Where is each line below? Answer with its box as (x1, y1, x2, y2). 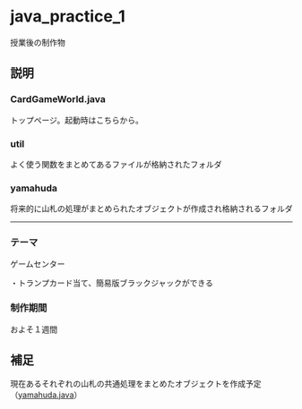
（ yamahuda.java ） (10, 389, 82, 400)
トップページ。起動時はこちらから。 (10, 115, 144, 125)
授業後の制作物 (10, 37, 65, 47)
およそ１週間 (10, 324, 57, 335)
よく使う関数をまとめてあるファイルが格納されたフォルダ (10, 158, 222, 169)
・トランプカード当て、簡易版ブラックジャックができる (10, 277, 213, 288)
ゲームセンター (10, 258, 65, 269)
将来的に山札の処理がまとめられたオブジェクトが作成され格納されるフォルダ (10, 203, 293, 214)
